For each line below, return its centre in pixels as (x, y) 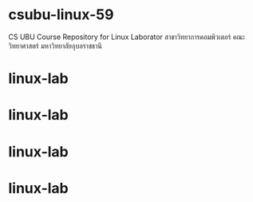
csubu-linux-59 (61, 15)
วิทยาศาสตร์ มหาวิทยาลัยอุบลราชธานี (55, 46)
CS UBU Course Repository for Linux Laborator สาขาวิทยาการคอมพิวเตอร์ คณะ (127, 37)
